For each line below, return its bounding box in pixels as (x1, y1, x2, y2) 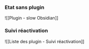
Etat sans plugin (4, 4, 45, 11)
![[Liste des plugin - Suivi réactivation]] (4, 38, 85, 44)
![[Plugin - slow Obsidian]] (4, 15, 59, 21)
